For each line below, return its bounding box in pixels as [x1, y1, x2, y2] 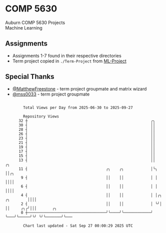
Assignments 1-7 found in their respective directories [12, 52, 121, 58]
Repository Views [23, 113, 59, 119]
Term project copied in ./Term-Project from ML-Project [12, 58, 126, 64]
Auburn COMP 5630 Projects [5, 19, 65, 25]
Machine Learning [5, 24, 42, 30]
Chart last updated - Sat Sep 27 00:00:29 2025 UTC [23, 223, 133, 228]
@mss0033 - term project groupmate [12, 91, 90, 97]
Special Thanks [5, 72, 54, 81]
